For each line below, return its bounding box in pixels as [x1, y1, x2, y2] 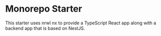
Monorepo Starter [5, 3, 82, 15]
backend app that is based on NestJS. [5, 25, 85, 31]
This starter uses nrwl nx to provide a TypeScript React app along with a [5, 20, 156, 26]
